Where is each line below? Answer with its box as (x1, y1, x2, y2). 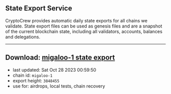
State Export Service (5, 4, 72, 13)
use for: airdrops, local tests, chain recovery (12, 83, 105, 89)
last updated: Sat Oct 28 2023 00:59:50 (12, 67, 97, 73)
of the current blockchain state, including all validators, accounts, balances (5, 28, 163, 35)
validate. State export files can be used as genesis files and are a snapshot (5, 23, 162, 29)
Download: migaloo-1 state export (5, 53, 116, 62)
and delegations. (5, 34, 41, 40)
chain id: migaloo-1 (12, 72, 52, 78)
